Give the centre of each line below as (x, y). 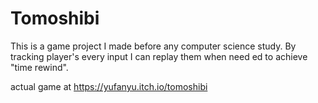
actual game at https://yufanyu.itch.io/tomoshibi (109, 86)
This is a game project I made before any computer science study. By (153, 46)
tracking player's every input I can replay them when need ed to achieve (159, 56)
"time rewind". (39, 67)
